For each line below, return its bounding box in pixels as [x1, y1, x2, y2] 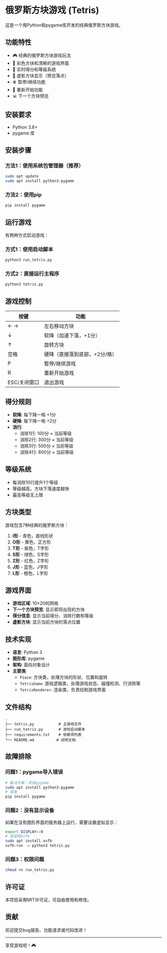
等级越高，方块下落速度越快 [12, 485, 70, 491]
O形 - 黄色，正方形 [12, 539, 51, 545]
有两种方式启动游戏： [5, 232, 49, 238]
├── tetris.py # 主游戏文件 [5, 722, 82, 727]
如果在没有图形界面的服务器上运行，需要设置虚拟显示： [5, 819, 118, 825]
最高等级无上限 [12, 491, 43, 497]
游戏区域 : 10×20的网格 [12, 600, 59, 606]
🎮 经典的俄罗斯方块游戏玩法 [12, 52, 71, 58]
